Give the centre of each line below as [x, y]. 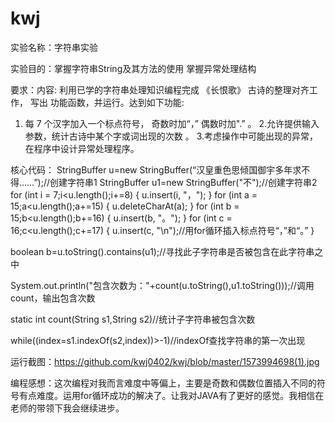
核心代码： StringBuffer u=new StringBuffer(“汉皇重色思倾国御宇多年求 [156, 169]
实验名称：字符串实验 [54, 47]
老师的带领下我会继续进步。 [67, 408]
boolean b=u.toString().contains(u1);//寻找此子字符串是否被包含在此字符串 [162, 251]
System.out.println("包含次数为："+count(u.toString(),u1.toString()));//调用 [162, 285]
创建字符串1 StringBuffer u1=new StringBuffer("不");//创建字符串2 [183, 182]
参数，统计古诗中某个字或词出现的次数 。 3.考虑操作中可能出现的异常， [171, 136]
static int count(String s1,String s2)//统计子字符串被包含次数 [133, 319]
